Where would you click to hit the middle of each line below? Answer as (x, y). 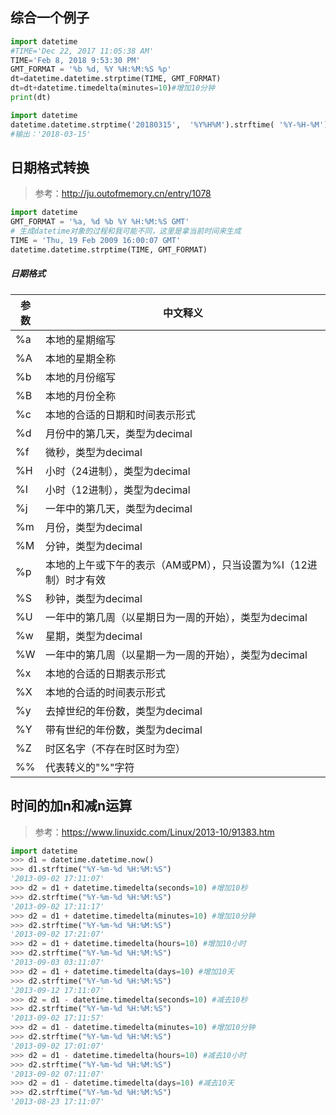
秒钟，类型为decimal (93, 598)
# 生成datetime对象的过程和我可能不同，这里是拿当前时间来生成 (126, 231)
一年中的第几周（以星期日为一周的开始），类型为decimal (176, 617)
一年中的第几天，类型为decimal (118, 508)
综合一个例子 (50, 18)
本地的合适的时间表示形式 (105, 692)
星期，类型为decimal (93, 636)
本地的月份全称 (80, 396)
